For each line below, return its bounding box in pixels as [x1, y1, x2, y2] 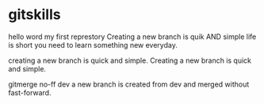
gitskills [8, 6, 61, 24]
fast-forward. [8, 87, 52, 97]
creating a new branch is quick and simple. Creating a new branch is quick [8, 56, 252, 65]
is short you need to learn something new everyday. [8, 40, 178, 49]
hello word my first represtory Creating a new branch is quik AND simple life [8, 32, 257, 41]
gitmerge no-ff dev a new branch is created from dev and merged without [8, 79, 250, 89]
